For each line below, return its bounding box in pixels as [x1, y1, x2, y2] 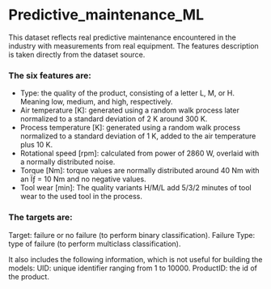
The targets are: [8, 212, 73, 223]
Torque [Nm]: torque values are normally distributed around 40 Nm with [19, 166, 260, 176]
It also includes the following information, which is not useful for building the [8, 254, 263, 264]
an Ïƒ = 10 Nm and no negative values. [19, 174, 147, 184]
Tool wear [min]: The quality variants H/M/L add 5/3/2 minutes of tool [19, 183, 252, 193]
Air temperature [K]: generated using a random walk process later [19, 105, 240, 115]
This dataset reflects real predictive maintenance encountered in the [8, 32, 236, 42]
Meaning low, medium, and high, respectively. [19, 97, 173, 107]
